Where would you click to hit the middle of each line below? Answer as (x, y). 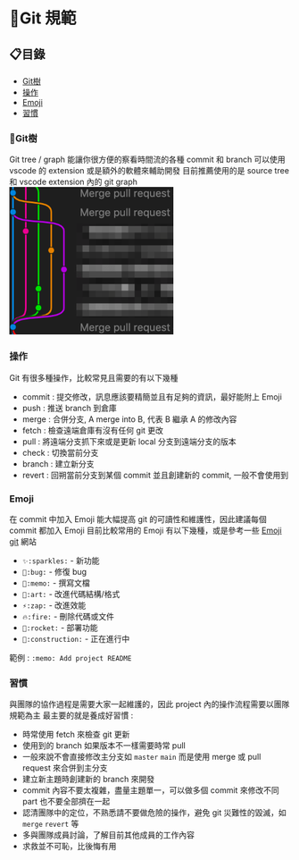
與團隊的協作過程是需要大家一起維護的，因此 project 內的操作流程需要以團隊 (149, 704)
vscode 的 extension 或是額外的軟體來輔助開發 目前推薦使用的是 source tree (149, 171)
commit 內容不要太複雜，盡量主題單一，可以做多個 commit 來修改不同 (150, 790)
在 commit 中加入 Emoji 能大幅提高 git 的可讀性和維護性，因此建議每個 (138, 519)
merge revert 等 (50, 824)
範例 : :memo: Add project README (71, 657)
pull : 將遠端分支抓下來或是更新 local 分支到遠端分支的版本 (129, 441)
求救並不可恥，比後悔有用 (69, 847)
